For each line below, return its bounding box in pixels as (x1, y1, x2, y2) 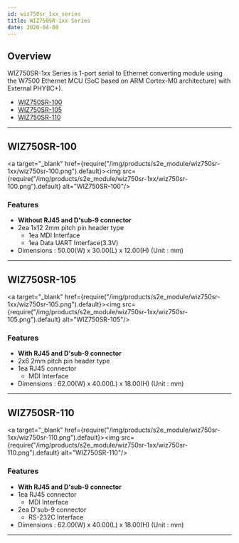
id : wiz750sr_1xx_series (7, 10, 81, 18)
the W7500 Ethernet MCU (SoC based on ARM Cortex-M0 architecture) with (7, 76, 231, 86)
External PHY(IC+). (7, 84, 63, 93)
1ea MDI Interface (28, 231, 80, 239)
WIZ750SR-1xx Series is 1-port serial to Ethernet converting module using (7, 69, 223, 78)
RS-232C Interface (28, 512, 84, 521)
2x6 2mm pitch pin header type (17, 357, 110, 366)
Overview (7, 50, 52, 62)
